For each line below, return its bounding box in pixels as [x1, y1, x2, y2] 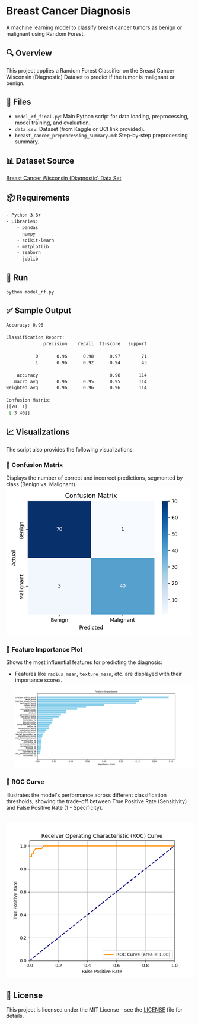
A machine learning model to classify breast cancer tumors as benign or [6, 24, 183, 31]
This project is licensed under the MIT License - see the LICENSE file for [6, 1006, 183, 1013]
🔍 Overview [6, 48, 52, 58]
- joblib [17, 256, 39, 262]
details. [6, 1013, 24, 1020]
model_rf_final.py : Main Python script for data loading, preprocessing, [14, 112, 189, 120]
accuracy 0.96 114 [17, 372, 147, 378]
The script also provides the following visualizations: [6, 446, 135, 453]
